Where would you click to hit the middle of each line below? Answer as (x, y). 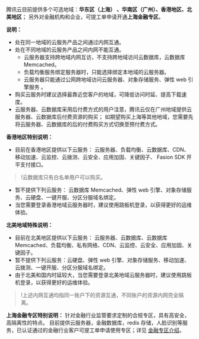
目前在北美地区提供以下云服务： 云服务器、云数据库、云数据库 (91, 238)
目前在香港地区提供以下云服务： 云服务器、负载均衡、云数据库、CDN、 (102, 150)
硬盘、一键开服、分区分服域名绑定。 (75, 197)
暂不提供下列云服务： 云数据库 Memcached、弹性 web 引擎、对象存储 (101, 190)
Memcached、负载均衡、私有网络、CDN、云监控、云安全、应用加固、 (101, 245)
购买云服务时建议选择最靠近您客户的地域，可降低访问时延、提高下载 (98, 94)
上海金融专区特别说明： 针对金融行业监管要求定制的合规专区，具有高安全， (98, 315)
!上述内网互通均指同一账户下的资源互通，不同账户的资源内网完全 (99, 295)
